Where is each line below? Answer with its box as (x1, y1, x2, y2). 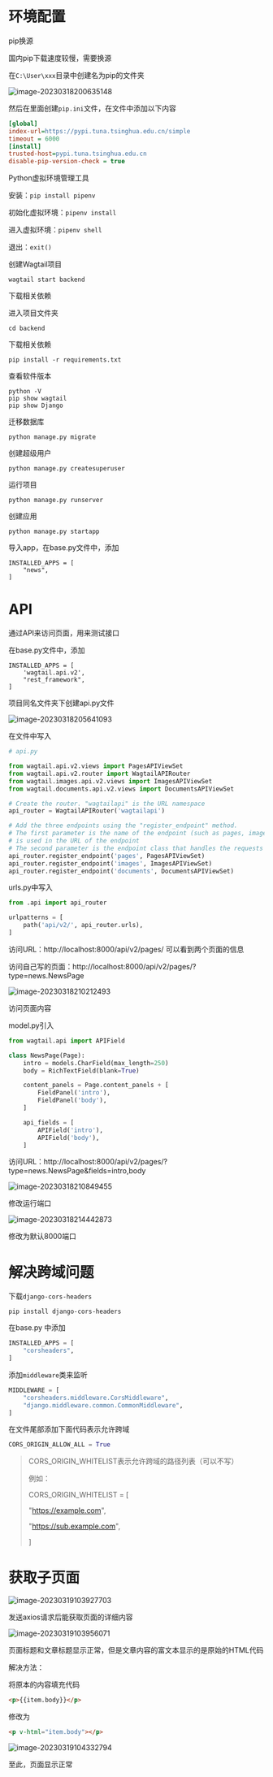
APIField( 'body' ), (37, 1133, 100, 1142)
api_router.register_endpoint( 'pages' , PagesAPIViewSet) (8, 852, 206, 860)
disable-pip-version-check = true (8, 158, 126, 166)
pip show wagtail (8, 395, 67, 403)
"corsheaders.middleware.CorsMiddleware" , (23, 1393, 169, 1402)
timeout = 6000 (8, 135, 60, 143)
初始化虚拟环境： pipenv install (8, 208, 117, 218)
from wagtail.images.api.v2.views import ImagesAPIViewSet (8, 777, 213, 785)
